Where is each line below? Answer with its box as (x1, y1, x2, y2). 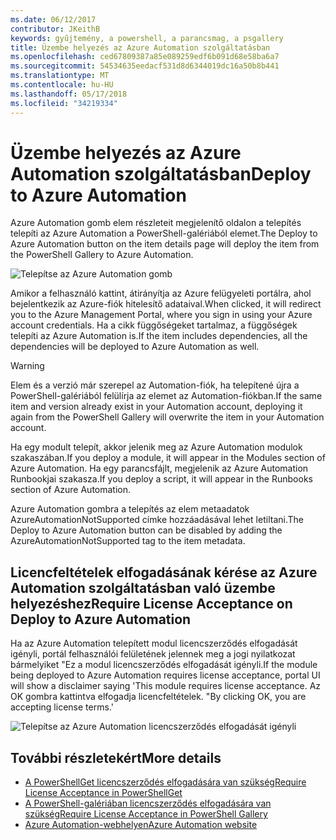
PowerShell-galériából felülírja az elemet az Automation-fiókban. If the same (10, 390, 323, 402)
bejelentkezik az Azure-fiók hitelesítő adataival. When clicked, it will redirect (10, 298, 322, 310)
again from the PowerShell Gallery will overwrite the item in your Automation (10, 411, 325, 423)
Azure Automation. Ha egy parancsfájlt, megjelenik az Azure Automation (10, 462, 309, 475)
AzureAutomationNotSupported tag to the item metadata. (10, 535, 246, 547)
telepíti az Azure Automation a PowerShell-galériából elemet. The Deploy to (10, 227, 318, 240)
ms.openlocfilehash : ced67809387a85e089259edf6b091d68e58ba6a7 (10, 52, 280, 62)
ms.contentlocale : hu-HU (10, 80, 114, 90)
